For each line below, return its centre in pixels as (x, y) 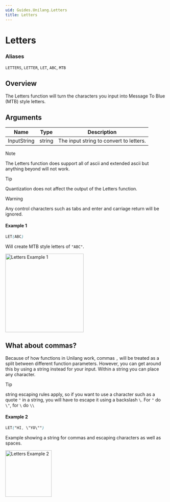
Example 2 (17, 417)
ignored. (14, 214)
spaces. (14, 443)
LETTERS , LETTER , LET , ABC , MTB (36, 67)
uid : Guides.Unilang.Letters (36, 10)
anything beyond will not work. (38, 169)
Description (102, 132)
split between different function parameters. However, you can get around (83, 363)
